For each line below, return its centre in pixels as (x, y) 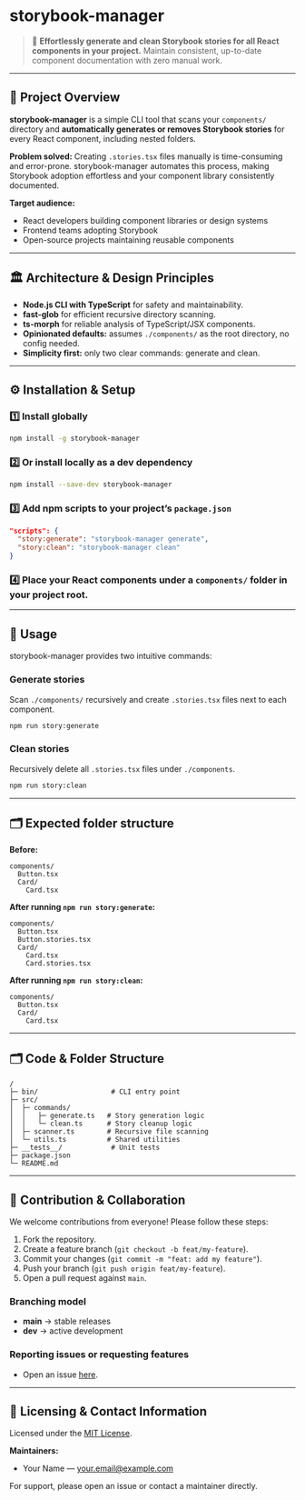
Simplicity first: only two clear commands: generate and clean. (141, 353)
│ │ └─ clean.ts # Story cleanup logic (101, 1124)
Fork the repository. (59, 1239)
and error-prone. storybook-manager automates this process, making (139, 165)
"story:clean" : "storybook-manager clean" (99, 548)
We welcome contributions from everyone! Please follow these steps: (139, 1221)
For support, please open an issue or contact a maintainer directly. (134, 1486)
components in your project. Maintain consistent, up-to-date (147, 50)
